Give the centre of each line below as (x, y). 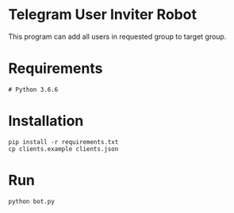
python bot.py (32, 201)
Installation (46, 121)
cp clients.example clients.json (63, 149)
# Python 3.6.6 (33, 89)
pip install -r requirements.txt (63, 142)
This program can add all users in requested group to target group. (117, 36)
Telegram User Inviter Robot (102, 15)
